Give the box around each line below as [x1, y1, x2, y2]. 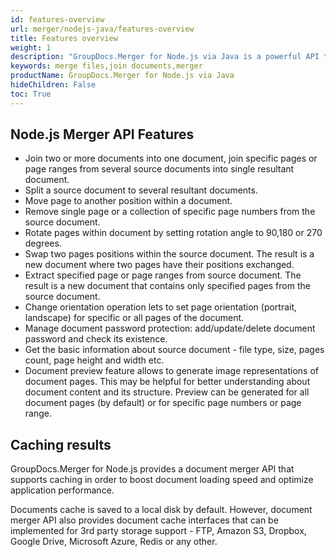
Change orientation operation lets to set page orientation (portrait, [24, 301, 298, 313]
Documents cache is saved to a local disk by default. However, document [10, 504, 313, 516]
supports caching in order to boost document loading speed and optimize [10, 474, 314, 486]
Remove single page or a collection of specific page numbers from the [24, 206, 316, 218]
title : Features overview [10, 33, 118, 43]
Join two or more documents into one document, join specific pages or [24, 152, 318, 165]
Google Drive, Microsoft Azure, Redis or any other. [10, 536, 218, 548]
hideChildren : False [10, 80, 97, 90]
